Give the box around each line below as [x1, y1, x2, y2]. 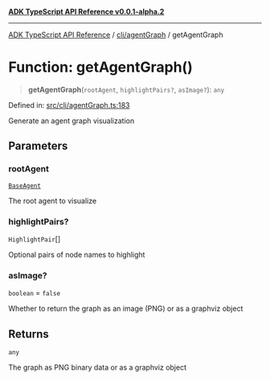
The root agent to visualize [8, 196, 97, 205]
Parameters [8, 139, 68, 153]
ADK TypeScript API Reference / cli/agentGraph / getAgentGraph [8, 30, 223, 39]
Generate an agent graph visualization [8, 116, 135, 126]
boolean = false [8, 288, 61, 298]
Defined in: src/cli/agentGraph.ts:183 [8, 100, 130, 109]
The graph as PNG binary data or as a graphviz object [8, 362, 187, 373]
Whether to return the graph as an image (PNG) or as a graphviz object [8, 304, 243, 313]
